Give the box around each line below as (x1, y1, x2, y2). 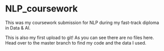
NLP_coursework (5, 3, 78, 14)
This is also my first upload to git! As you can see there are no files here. (5, 34, 154, 40)
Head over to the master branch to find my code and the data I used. (5, 39, 146, 45)
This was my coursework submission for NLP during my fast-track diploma (5, 19, 159, 25)
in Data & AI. (5, 24, 31, 30)
